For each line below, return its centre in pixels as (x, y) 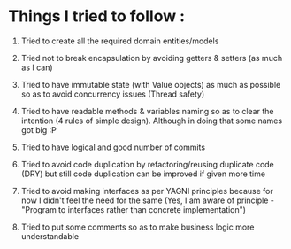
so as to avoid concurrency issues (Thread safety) (113, 94)
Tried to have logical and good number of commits (113, 147)
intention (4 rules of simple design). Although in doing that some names (152, 121)
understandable (50, 236)
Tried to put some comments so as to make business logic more (138, 227)
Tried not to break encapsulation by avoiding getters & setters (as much (152, 58)
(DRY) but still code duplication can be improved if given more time (143, 174)
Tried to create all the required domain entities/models (120, 41)
